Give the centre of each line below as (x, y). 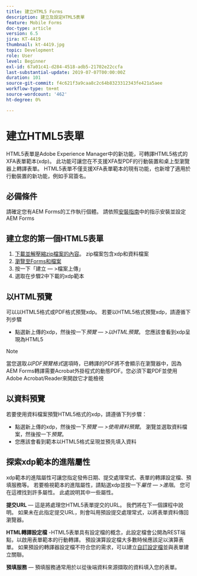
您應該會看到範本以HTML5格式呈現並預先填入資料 (76, 441)
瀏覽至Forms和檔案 (38, 261)
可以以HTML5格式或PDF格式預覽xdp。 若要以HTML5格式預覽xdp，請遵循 (96, 312)
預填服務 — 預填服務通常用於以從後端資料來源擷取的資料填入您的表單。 (93, 567)
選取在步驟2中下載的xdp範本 (49, 276)
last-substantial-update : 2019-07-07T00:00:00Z (66, 72)
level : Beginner (26, 61)
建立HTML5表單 (45, 136)
